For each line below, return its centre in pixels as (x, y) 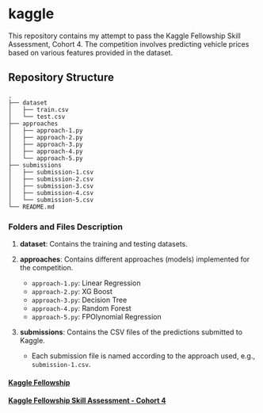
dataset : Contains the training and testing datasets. (104, 244)
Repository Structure (61, 77)
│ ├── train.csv (38, 109)
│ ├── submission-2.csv (51, 179)
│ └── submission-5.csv (51, 200)
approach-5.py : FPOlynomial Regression (96, 317)
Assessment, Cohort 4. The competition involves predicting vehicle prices (129, 44)
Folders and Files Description (65, 227)
